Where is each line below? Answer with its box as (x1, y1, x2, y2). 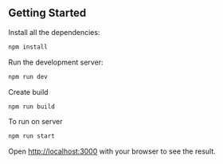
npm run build (8, 103, 56, 111)
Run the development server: (8, 57, 104, 67)
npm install (8, 43, 48, 51)
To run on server (8, 117, 63, 127)
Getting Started (8, 6, 87, 20)
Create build (8, 87, 49, 96)
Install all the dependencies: (8, 27, 100, 37)
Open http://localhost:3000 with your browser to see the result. (8, 146, 217, 156)
